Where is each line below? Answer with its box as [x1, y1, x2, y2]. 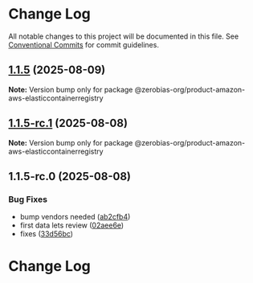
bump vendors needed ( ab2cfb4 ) [19, 212, 131, 222]
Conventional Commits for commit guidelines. [8, 39, 159, 49]
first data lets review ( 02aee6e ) [19, 220, 124, 230]
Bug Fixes [8, 194, 48, 205]
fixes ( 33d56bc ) [19, 229, 74, 239]
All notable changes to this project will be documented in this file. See [8, 31, 239, 41]
